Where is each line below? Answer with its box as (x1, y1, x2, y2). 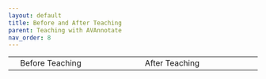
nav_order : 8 (8, 33, 51, 42)
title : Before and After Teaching (8, 19, 123, 27)
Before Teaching (20, 58, 82, 69)
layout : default (8, 11, 62, 20)
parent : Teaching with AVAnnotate (8, 26, 123, 34)
